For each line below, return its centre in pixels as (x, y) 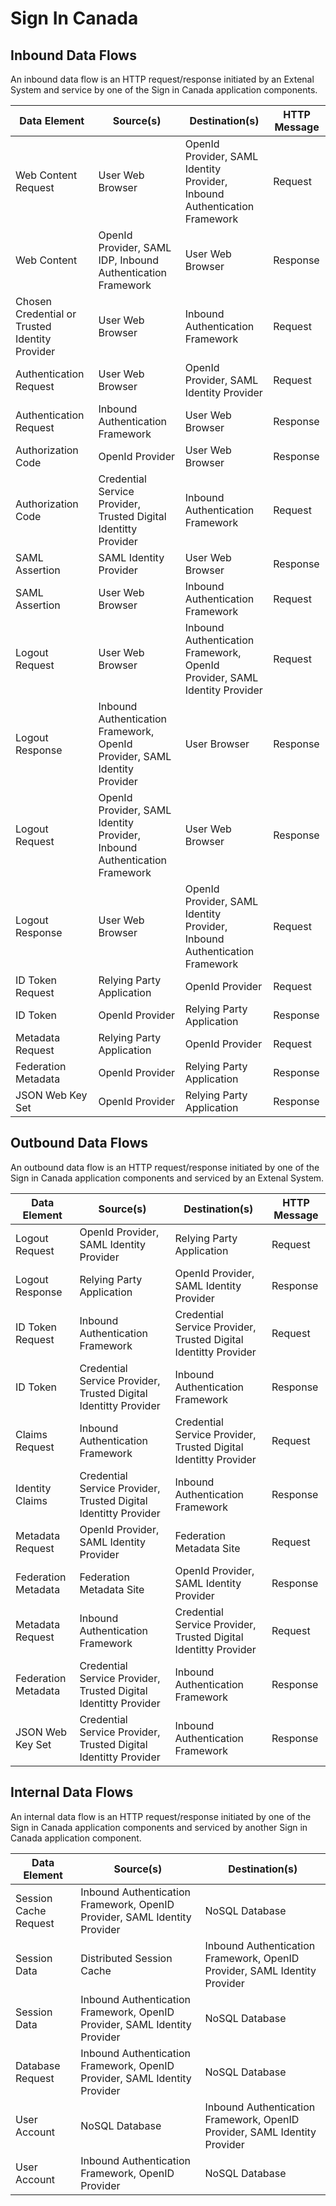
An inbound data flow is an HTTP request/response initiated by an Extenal (162, 79)
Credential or (46, 314)
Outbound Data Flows (79, 1143)
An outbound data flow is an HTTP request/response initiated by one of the (165, 1167)
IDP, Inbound (129, 260)
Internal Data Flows (72, 1792)
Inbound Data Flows (73, 55)
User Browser (217, 744)
